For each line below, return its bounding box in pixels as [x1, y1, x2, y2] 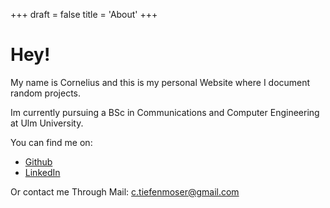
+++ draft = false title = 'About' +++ [10, 9, 158, 20]
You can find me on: [10, 136, 93, 148]
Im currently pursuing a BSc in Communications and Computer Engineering [10, 106, 320, 118]
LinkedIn [24, 166, 61, 178]
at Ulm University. [10, 117, 84, 129]
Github [24, 155, 53, 168]
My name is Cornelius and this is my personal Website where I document [10, 76, 311, 88]
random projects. [10, 87, 81, 99]
